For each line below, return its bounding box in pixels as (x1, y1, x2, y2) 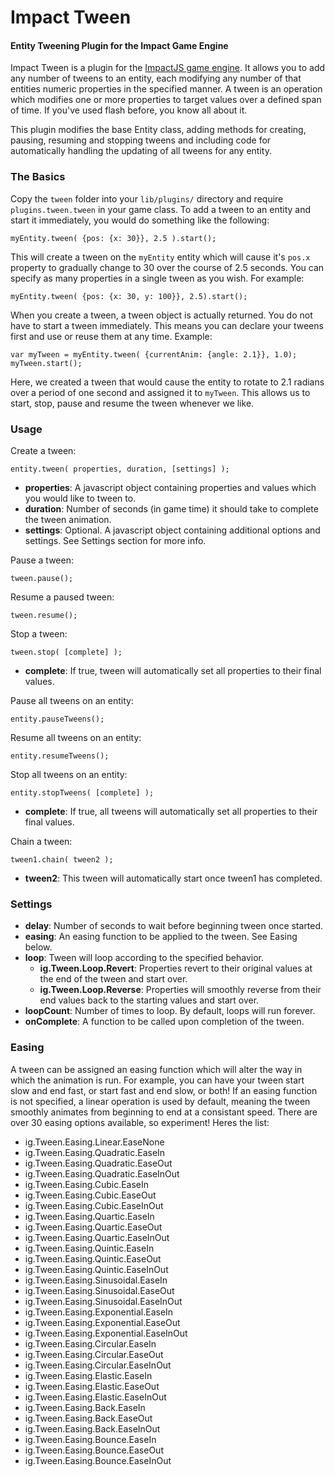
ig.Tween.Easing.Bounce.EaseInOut (24, 1454, 172, 1466)
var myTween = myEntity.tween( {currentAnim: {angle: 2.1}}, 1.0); (10, 349, 298, 360)
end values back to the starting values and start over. (39, 994, 260, 1006)
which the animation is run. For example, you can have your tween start (10, 1074, 305, 1086)
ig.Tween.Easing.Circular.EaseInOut (24, 1359, 172, 1371)
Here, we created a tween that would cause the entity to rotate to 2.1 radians (10, 376, 325, 388)
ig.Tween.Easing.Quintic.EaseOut (24, 1252, 162, 1265)
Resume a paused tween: (10, 591, 115, 603)
